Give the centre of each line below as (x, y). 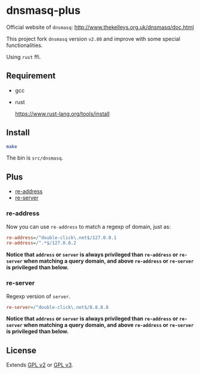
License (21, 350)
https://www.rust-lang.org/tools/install (62, 114)
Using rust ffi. (23, 57)
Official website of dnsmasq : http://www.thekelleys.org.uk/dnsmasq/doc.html (100, 27)
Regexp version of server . (38, 296)
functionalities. (25, 45)
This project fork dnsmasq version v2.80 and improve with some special (93, 39)
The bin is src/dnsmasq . (35, 158)
